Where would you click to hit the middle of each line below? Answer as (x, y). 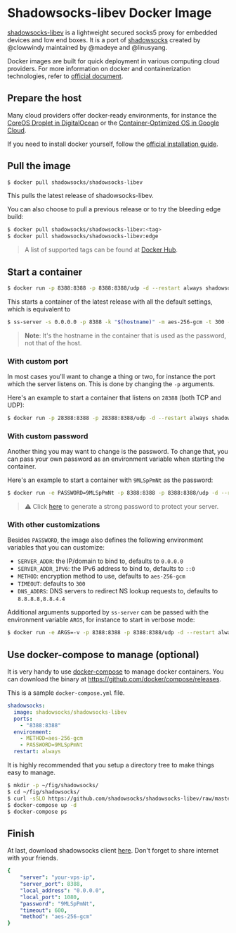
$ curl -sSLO (26, 798)
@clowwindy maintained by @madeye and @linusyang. (87, 47)
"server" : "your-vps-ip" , (58, 878)
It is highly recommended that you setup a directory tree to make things (111, 765)
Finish (21, 833)
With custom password (48, 436)
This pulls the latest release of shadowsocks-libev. (80, 196)
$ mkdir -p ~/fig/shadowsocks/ (53, 786)
